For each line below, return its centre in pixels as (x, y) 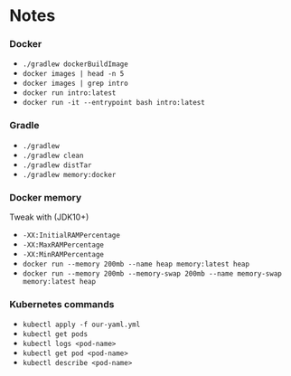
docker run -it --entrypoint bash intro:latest (113, 103)
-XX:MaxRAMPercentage (63, 245)
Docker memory (46, 197)
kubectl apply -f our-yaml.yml (81, 325)
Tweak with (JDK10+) (49, 217)
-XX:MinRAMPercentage (63, 255)
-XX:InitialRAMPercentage (71, 236)
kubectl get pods (55, 334)
